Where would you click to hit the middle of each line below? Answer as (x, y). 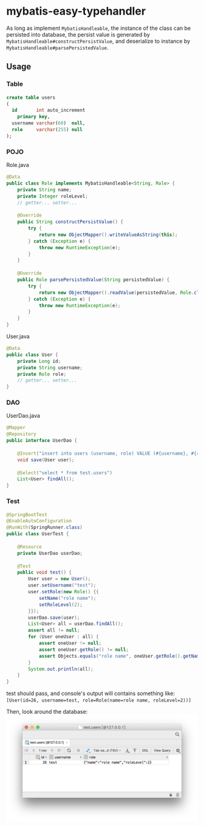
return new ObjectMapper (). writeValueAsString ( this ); (108, 235)
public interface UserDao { (42, 441)
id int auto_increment (49, 110)
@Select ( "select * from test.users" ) (65, 473)
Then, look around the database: (47, 712)
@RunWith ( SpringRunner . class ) (45, 528)
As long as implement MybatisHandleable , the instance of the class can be (99, 28)
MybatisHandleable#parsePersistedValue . (57, 48)
